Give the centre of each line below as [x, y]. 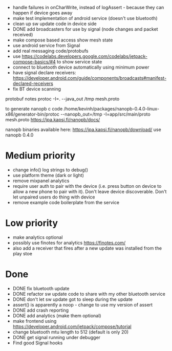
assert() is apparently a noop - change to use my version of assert [82, 304]
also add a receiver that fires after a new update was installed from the [87, 248]
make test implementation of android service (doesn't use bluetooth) [85, 18]
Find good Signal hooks [38, 343]
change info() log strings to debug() [50, 170]
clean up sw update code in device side [55, 24]
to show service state [80, 62]
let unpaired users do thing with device [54, 197]
